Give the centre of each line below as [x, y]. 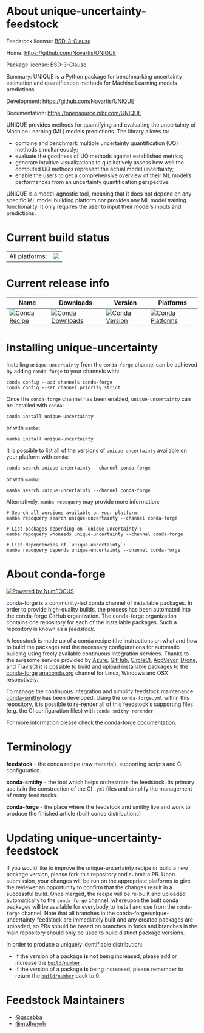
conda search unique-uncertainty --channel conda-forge [78, 468]
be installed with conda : [35, 405]
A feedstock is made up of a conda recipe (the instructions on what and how [102, 640]
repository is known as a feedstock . [51, 629]
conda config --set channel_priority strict [63, 387]
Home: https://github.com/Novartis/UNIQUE [61, 52]
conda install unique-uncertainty [50, 416]
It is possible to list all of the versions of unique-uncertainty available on [97, 450]
